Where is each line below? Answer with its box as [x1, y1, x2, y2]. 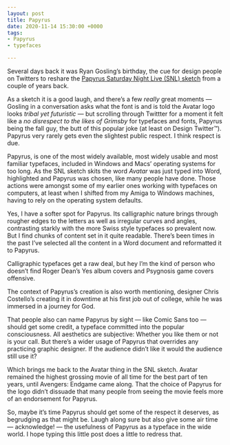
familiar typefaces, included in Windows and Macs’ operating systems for [7, 160, 216, 167]
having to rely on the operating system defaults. [7, 196, 143, 204]
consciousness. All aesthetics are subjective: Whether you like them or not [7, 330, 219, 338]
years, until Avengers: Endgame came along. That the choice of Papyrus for [7, 380, 222, 388]
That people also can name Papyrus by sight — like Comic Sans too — [7, 315, 207, 324]
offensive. [7, 274, 36, 282]
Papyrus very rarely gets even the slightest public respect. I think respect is [7, 132, 221, 140]
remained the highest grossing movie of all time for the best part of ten [7, 373, 208, 381]
